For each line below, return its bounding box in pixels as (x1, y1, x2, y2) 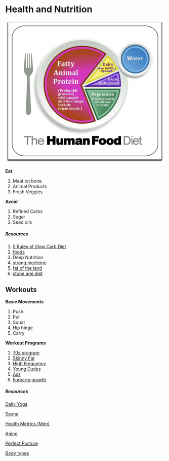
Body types (5, 450, 29, 456)
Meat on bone (12, 178, 42, 184)
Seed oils (12, 219, 32, 225)
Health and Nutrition (5, 4, 93, 15)
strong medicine (12, 260, 47, 266)
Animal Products (12, 184, 47, 190)
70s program (12, 349, 39, 356)
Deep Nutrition (12, 255, 44, 261)
